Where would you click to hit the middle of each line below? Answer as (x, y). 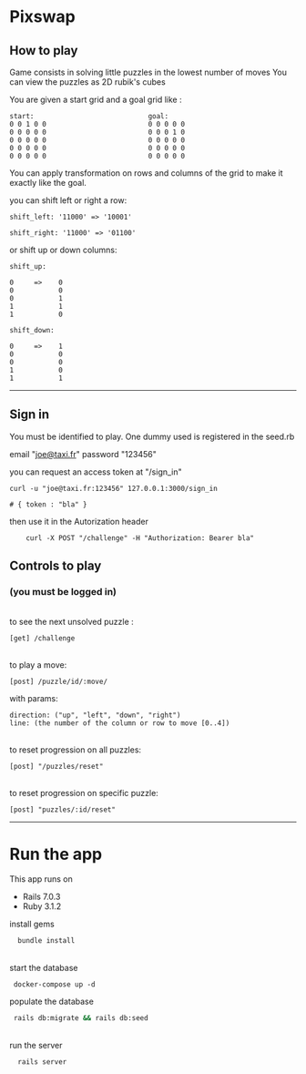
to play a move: (38, 665)
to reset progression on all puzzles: (76, 750)
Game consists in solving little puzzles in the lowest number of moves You (148, 72)
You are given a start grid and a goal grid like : (96, 99)
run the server (36, 1046)
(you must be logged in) (63, 592)
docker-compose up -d (54, 985)
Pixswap (42, 17)
